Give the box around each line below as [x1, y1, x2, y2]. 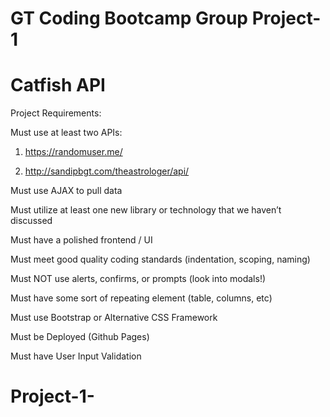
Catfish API [10, 74, 106, 97]
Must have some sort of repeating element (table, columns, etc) [10, 292, 273, 304]
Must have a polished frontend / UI [10, 234, 153, 246]
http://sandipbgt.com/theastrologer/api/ [24, 165, 190, 177]
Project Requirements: [10, 107, 102, 119]
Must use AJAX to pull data [10, 185, 123, 197]
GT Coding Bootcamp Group [10, 7, 249, 30]
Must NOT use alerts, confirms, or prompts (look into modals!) [10, 273, 267, 285]
